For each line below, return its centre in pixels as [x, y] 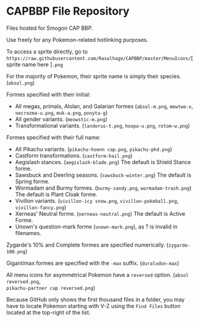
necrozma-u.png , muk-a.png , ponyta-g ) [61, 112]
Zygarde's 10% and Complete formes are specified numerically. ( [87, 245]
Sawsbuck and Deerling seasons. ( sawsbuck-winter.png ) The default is [103, 175]
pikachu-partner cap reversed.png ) [51, 287]
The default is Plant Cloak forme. [56, 194]
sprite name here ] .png [35, 64]
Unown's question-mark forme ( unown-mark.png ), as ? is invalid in [96, 227]
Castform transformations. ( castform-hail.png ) [74, 156]
